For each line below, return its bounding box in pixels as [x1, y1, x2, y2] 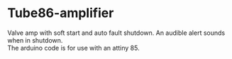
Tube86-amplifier [7, 5, 114, 21]
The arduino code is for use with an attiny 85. [7, 43, 140, 52]
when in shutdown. [7, 36, 63, 44]
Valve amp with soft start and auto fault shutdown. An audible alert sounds [7, 28, 226, 37]
